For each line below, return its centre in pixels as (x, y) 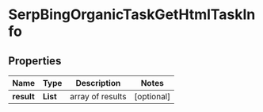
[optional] (152, 97)
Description (98, 83)
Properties (35, 61)
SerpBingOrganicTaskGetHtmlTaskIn (132, 15)
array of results (98, 97)
